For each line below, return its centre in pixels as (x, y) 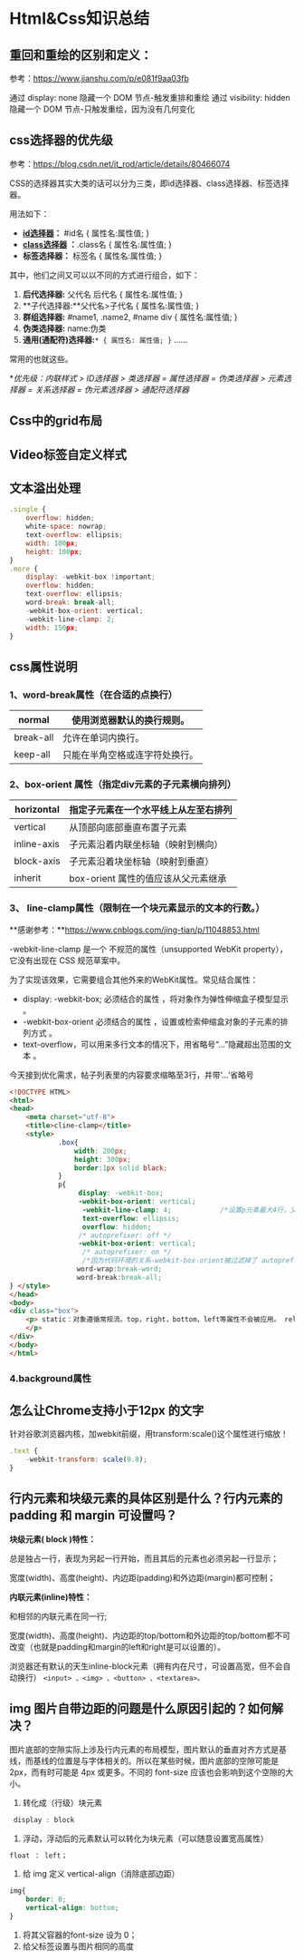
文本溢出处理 (45, 488)
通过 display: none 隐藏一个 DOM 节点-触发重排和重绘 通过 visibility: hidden (150, 98)
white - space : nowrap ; (66, 527)
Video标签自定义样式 (68, 454)
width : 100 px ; (52, 543)
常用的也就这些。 (41, 358)
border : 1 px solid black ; (121, 1168)
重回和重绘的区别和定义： (81, 55)
